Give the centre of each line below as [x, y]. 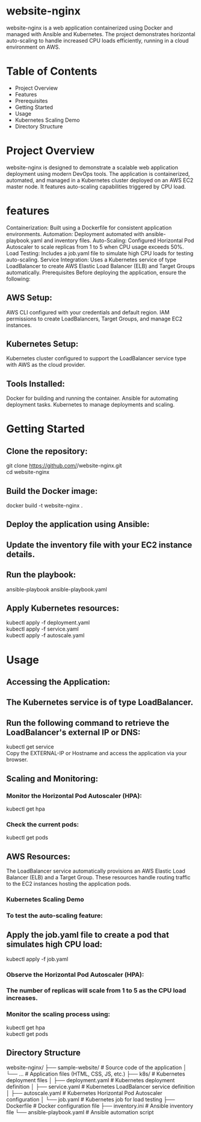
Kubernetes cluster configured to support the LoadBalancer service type [96, 358]
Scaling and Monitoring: [52, 778]
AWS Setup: [29, 298]
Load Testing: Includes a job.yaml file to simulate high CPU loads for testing [100, 253]
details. [20, 554]
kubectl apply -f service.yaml [43, 629]
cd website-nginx [28, 472]
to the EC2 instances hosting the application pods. [69, 884]
